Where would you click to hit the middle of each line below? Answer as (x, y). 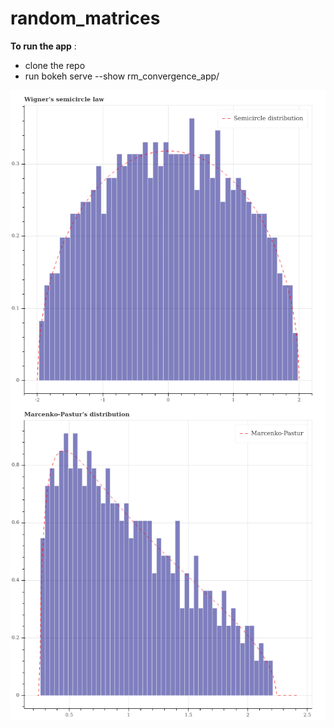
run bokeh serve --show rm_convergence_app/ (122, 76)
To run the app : (43, 46)
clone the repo (55, 65)
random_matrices (85, 18)
